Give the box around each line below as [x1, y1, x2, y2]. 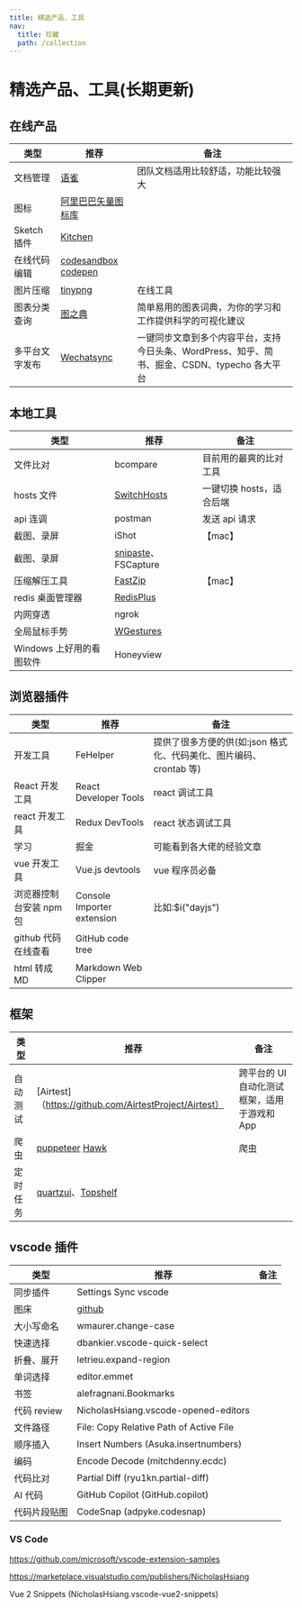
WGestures [114, 625, 162, 638]
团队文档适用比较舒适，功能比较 [137, 165, 272, 177]
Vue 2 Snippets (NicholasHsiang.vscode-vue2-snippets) [9, 1588, 218, 1599]
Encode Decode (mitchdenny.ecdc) [76, 1454, 227, 1467]
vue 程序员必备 [153, 864, 218, 877]
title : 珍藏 [17, 30, 60, 39]
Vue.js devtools [75, 863, 141, 876]
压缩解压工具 [13, 575, 69, 587]
